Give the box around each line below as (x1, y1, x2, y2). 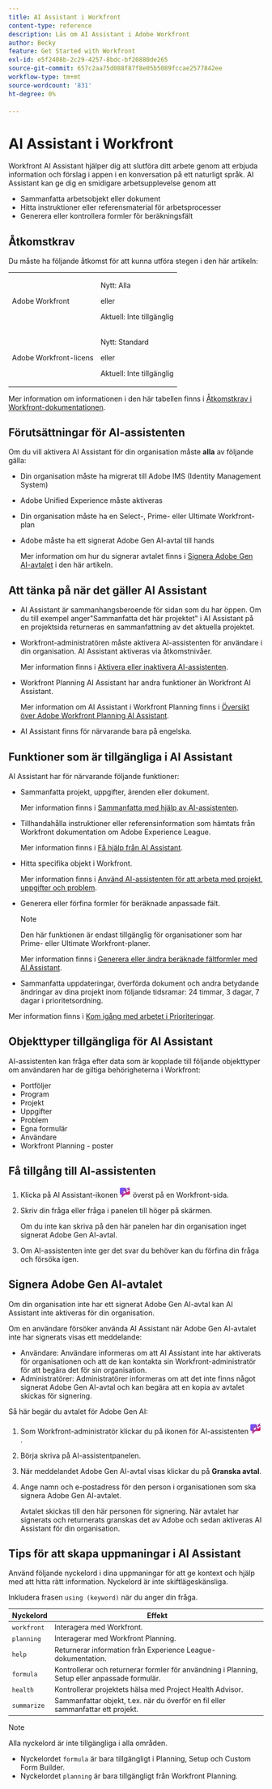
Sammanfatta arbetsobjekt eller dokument (19, 194, 161, 204)
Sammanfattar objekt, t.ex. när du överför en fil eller (53, 1696, 226, 1706)
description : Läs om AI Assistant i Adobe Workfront (8, 30, 190, 38)
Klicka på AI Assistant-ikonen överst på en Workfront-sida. (19, 1190, 229, 1199)
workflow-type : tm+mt (8, 73, 82, 81)
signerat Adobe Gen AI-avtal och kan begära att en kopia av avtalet (19, 1382, 245, 1392)
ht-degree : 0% (8, 90, 57, 98)
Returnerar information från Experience (53, 1645, 185, 1655)
